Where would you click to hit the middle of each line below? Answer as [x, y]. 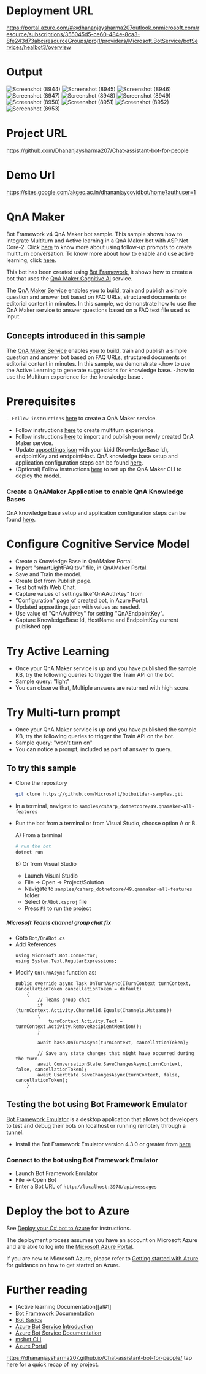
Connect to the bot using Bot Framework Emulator [82, 1160]
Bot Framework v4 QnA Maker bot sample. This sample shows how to [94, 234]
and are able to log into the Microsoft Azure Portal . [70, 1247]
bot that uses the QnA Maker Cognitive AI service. [70, 278]
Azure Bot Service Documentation [58, 1333]
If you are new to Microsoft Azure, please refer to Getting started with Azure [102, 1258]
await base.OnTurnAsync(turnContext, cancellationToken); [113, 1043]
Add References [36, 944]
